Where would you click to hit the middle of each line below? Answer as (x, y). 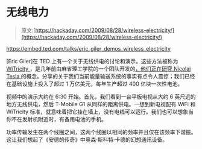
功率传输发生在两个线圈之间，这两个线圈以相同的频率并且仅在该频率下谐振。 (101, 132)
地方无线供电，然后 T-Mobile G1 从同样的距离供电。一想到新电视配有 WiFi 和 (101, 104)
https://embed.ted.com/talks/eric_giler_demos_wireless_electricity (88, 48)
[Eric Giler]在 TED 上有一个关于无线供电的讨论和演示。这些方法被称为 (92, 61)
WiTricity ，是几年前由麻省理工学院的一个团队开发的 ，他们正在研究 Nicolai (99, 68)
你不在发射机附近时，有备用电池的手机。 (56, 119)
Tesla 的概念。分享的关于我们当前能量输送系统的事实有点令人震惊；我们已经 (101, 76)
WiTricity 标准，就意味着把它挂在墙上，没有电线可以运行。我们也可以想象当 (100, 112)
